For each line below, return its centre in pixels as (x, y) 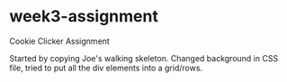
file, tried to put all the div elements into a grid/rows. (106, 68)
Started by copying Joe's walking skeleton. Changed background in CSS (144, 58)
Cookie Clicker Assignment (59, 41)
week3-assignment (84, 16)
